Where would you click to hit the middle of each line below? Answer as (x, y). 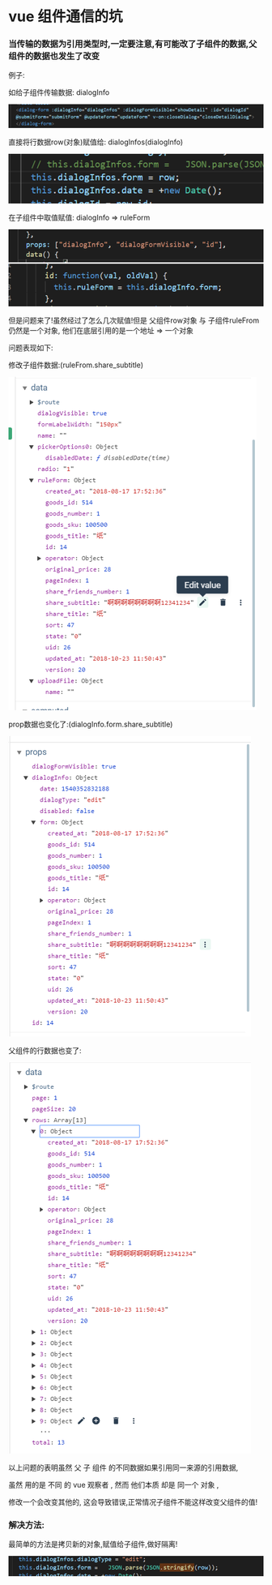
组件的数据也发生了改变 (54, 56)
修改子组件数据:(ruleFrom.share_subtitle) (76, 365)
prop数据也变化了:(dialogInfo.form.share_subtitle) (91, 724)
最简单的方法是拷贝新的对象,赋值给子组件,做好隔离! (93, 1544)
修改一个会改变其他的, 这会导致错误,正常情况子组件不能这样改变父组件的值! (133, 1501)
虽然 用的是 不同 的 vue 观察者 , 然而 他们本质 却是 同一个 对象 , (114, 1484)
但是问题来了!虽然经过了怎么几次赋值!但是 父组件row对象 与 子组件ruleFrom (134, 320)
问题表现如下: (31, 347)
